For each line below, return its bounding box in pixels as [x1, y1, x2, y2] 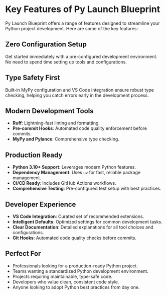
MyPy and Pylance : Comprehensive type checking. [12, 136, 119, 142]
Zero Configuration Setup [5, 40, 87, 49]
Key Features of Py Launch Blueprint [5, 4, 160, 15]
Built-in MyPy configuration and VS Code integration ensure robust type [5, 87, 154, 93]
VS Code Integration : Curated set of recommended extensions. [12, 213, 144, 219]
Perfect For [5, 249, 41, 258]
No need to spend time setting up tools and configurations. [5, 59, 127, 65]
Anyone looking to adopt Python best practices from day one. [12, 284, 140, 290]
